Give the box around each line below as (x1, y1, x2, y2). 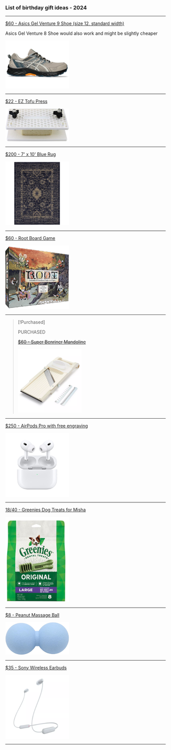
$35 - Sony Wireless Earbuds (5, 664, 67, 670)
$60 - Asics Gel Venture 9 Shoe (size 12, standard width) (5, 20, 125, 27)
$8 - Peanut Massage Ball (5, 612, 60, 618)
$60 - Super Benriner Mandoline (17, 339, 86, 345)
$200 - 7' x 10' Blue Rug (5, 151, 56, 157)
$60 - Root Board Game (5, 235, 55, 241)
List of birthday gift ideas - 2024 (5, 4, 87, 11)
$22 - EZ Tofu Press (5, 99, 48, 105)
